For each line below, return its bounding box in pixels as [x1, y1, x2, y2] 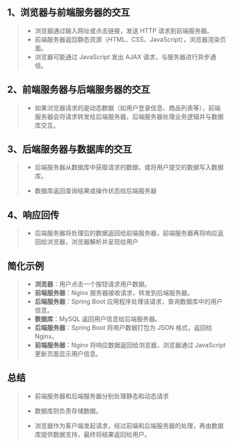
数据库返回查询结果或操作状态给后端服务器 [34, 187, 157, 195]
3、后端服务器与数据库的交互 [7, 144, 132, 156]
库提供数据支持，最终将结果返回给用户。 [34, 430, 151, 438]
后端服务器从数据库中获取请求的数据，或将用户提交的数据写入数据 [34, 163, 224, 172]
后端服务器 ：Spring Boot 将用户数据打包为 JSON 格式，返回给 [34, 324, 213, 332]
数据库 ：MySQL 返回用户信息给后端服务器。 [34, 315, 161, 323]
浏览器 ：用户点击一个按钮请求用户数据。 [34, 280, 151, 288]
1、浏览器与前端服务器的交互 [7, 6, 131, 19]
